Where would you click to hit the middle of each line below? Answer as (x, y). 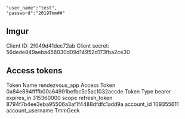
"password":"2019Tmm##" (36, 13)
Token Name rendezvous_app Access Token (61, 85)
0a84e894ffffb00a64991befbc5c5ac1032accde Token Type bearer (89, 91)
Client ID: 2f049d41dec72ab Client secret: (58, 46)
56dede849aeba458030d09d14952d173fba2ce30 (68, 52)
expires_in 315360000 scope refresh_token (59, 98)
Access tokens (34, 71)
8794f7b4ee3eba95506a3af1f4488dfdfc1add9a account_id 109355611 (92, 104)
